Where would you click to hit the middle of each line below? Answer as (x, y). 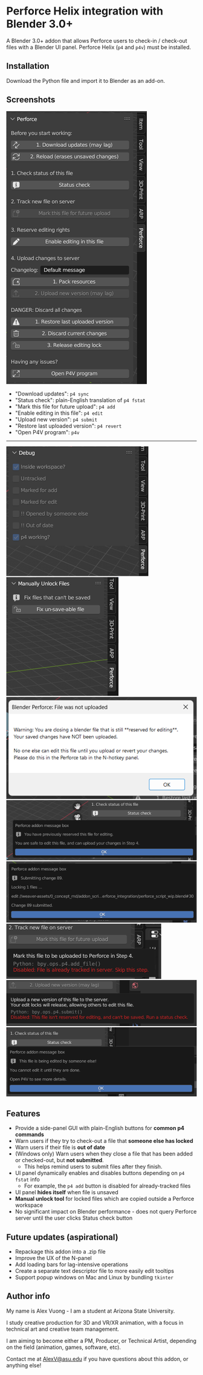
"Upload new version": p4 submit (56, 419)
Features (23, 1113)
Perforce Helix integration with (85, 11)
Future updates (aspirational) (63, 1237)
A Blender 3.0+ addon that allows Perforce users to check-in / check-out (97, 41)
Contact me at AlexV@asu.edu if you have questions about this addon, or (97, 1359)
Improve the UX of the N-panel (53, 1258)
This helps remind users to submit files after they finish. (93, 1167)
